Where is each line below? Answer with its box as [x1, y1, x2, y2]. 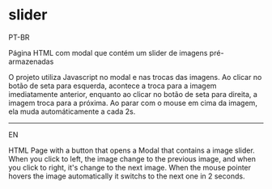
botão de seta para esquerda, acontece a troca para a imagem [8, 81, 217, 90]
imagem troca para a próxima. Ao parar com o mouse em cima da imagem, [8, 98, 257, 107]
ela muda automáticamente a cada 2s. [8, 107, 136, 116]
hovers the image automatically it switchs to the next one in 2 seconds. [8, 171, 245, 181]
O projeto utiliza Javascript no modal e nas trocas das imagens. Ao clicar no [8, 72, 262, 82]
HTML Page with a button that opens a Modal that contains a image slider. [8, 145, 255, 155]
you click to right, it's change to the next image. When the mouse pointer [8, 162, 252, 172]
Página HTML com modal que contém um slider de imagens [8, 48, 208, 57]
